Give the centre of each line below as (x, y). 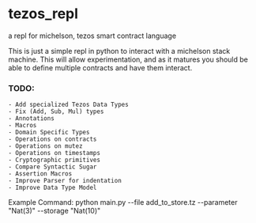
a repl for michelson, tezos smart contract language (92, 36)
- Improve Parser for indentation (65, 181)
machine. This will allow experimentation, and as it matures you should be (128, 59)
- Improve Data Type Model (53, 188)
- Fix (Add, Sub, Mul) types (56, 111)
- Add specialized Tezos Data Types (68, 105)
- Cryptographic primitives (55, 160)
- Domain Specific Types (49, 132)
